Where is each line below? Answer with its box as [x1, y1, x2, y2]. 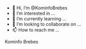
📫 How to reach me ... [12, 27, 60, 33]
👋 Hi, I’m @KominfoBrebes [12, 5, 68, 11]
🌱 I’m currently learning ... [12, 16, 67, 21]
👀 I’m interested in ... [12, 10, 55, 16]
